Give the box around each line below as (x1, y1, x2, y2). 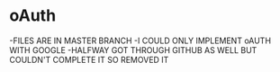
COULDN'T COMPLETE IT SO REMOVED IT (9, 54, 169, 65)
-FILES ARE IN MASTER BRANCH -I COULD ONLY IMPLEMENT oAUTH (9, 35, 272, 46)
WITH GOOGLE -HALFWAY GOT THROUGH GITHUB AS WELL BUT (9, 44, 257, 55)
